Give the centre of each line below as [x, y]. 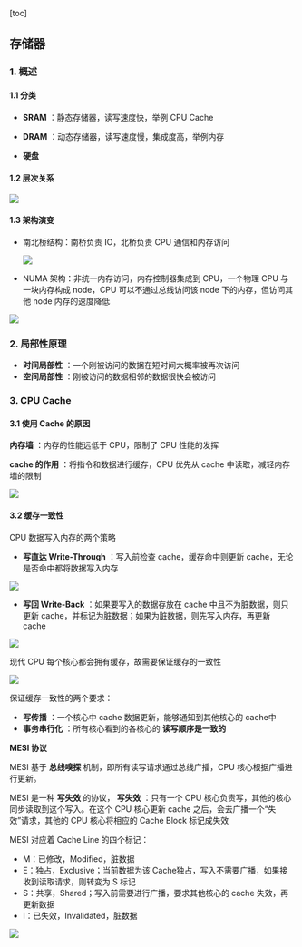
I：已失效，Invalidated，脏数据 [80, 915]
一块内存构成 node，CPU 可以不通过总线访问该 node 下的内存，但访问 [154, 289]
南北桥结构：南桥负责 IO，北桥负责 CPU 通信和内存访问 [126, 242]
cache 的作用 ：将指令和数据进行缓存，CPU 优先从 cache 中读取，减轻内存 [150, 464]
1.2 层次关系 [32, 178]
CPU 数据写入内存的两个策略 [63, 537]
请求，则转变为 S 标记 [95, 881]
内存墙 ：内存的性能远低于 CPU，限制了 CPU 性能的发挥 [114, 445]
